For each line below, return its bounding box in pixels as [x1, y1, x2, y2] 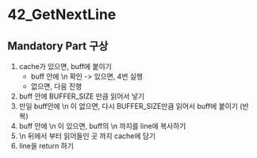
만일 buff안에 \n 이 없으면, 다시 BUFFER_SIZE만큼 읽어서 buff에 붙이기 [18, 102, 239, 110]
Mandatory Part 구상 [7, 39, 109, 52]
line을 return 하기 [18, 141, 75, 150]
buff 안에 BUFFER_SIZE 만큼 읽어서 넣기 [18, 91, 144, 101]
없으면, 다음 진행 [30, 82, 82, 91]
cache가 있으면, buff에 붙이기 [18, 62, 112, 71]
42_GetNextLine [7, 6, 117, 24]
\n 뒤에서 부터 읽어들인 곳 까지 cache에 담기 [18, 131, 156, 141]
